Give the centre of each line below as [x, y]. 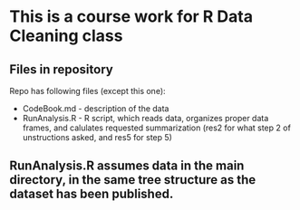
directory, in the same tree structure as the [133, 180]
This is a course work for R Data [131, 17]
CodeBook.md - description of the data [96, 109]
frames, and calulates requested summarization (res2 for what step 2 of [157, 128]
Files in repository [61, 69]
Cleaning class [66, 36]
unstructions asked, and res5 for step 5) [97, 137]
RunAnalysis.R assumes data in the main [127, 166]
